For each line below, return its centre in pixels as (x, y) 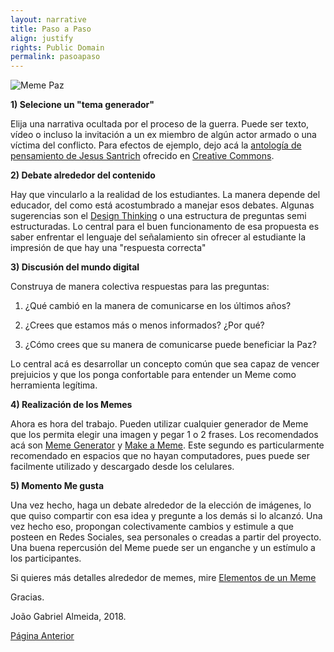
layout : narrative (48, 19)
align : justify (42, 38)
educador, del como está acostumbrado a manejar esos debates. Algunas (162, 205)
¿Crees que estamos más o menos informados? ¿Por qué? (144, 325)
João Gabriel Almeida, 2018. (68, 617)
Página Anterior (42, 636)
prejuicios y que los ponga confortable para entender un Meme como (153, 375)
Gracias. (27, 597)
